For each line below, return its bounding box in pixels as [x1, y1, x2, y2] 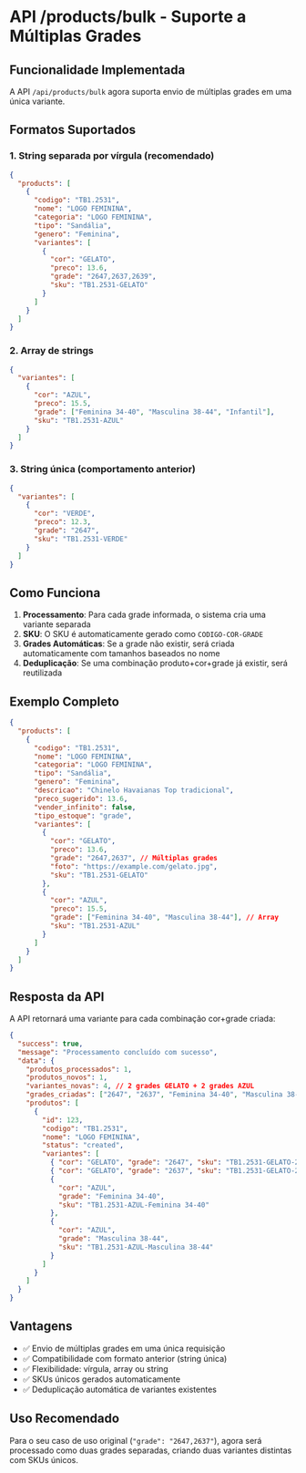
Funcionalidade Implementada [9, 62, 186, 77]
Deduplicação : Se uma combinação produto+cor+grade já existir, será [22, 658, 289, 669]
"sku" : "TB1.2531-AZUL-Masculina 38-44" [57, 1242, 214, 1252]
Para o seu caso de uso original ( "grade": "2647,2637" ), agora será [9, 1435, 262, 1446]
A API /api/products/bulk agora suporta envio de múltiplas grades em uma [9, 87, 292, 97]
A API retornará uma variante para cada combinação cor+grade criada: [9, 1014, 276, 1025]
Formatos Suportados [9, 122, 137, 138]
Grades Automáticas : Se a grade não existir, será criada [22, 638, 235, 649]
